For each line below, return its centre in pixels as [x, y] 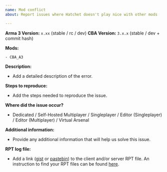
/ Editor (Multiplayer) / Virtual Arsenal [51, 120]
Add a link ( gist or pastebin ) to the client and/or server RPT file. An [81, 159]
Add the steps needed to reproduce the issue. [60, 95]
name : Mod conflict [25, 10]
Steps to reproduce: [26, 86]
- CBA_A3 [14, 57]
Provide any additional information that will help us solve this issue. [81, 139]
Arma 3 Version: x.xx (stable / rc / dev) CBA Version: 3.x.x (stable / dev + [82, 33]
